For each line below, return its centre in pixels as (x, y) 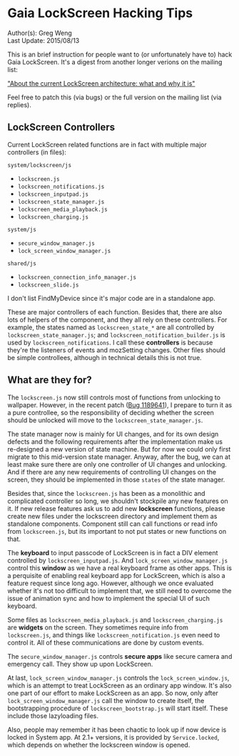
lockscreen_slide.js (48, 285)
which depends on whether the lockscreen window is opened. (99, 745)
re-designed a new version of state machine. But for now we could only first (119, 449)
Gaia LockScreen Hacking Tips (100, 13)
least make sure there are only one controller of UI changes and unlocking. (117, 464)
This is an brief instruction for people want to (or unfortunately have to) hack (120, 54)
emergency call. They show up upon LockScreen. (80, 664)
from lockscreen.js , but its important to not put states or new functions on (117, 531)
